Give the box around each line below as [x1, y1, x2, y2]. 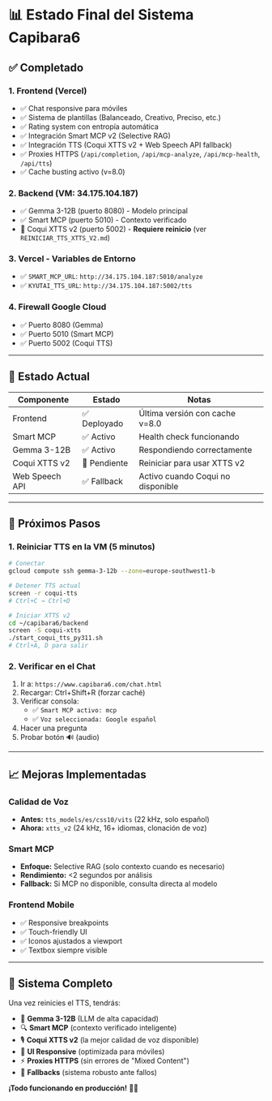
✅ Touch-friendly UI [19, 927, 87, 936]
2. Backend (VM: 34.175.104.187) [8, 187, 139, 199]
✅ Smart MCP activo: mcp [32, 705, 117, 715]
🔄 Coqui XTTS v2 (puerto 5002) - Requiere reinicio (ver [19, 224, 207, 234]
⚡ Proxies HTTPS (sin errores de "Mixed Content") [19, 1056, 190, 1066]
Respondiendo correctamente [138, 444, 253, 455]
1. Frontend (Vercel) [8, 85, 87, 97]
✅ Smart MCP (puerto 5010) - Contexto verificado [19, 215, 187, 225]
